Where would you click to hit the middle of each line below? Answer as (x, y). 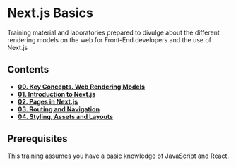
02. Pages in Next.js (48, 101)
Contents (28, 69)
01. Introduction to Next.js (57, 94)
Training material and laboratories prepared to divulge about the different (114, 32)
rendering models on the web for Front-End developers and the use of (110, 39)
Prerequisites (37, 139)
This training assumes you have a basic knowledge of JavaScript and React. (118, 156)
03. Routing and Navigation (59, 109)
